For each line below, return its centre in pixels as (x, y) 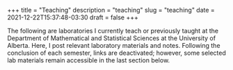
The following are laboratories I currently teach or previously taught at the (113, 31)
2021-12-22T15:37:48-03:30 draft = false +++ (73, 17)
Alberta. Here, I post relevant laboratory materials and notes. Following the (114, 45)
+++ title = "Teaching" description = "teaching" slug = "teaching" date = (111, 10)
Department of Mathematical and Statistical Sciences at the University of (112, 38)
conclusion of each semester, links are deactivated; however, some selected (116, 53)
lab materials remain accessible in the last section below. (89, 60)
